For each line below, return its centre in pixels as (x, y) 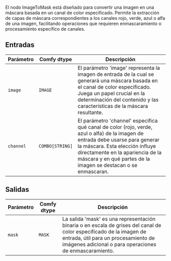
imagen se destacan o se (107, 165)
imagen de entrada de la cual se (116, 74)
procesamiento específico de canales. (45, 29)
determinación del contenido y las (118, 100)
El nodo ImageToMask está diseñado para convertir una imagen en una (80, 7)
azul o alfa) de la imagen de (111, 133)
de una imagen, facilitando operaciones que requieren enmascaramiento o (83, 23)
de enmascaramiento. (88, 250)
